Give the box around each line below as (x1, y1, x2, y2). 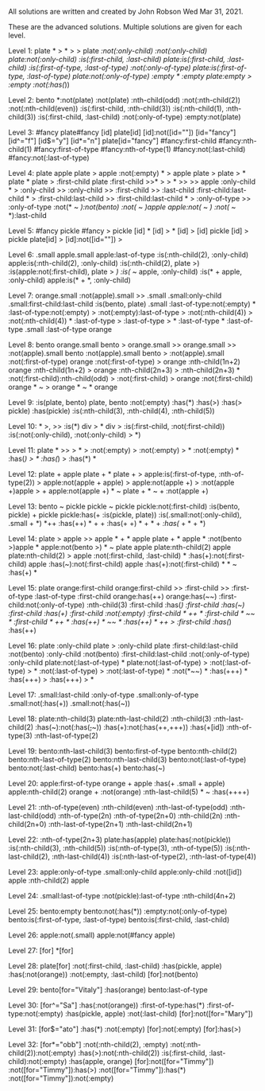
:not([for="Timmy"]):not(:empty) (8, 1073, 114, 1083)
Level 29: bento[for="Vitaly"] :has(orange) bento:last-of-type (8, 985, 208, 994)
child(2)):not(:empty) (8, 1048, 77, 1058)
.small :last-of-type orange (25, 325, 113, 333)
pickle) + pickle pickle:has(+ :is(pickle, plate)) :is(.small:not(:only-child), (8, 510, 242, 520)
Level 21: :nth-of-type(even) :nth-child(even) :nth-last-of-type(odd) (8, 803, 229, 812)
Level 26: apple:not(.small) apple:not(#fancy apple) (8, 930, 176, 940)
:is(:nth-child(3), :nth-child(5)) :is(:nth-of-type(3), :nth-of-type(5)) (8, 844, 224, 852)
